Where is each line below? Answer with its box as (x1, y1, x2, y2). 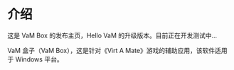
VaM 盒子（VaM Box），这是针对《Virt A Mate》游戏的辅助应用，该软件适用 (7, 46, 228, 54)
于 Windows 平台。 (7, 54, 63, 64)
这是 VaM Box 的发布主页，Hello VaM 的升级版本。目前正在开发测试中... (7, 31, 218, 40)
